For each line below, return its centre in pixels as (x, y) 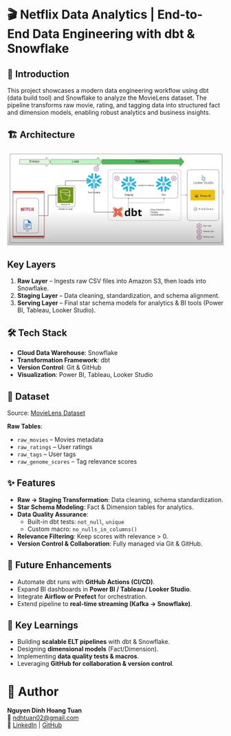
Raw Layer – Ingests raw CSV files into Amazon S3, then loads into (111, 281)
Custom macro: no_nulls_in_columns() (82, 529)
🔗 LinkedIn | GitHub (35, 725)
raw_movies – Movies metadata (60, 440)
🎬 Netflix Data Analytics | (81, 15)
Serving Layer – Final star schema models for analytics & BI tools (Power (120, 303)
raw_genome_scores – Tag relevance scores (77, 461)
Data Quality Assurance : (53, 514)
